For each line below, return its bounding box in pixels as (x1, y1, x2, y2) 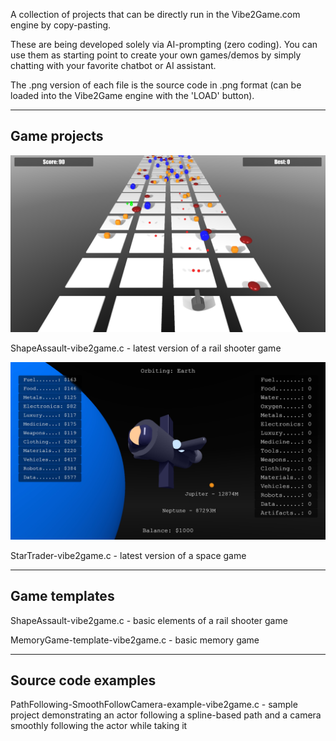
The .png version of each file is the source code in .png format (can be (10, 79, 302, 91)
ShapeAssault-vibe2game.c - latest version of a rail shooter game (10, 342, 282, 354)
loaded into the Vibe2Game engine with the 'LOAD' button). (10, 90, 255, 101)
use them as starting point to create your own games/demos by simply (10, 49, 302, 61)
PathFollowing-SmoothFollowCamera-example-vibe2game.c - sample (10, 699, 298, 711)
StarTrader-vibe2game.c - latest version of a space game (10, 549, 247, 561)
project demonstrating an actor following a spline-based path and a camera (10, 709, 322, 721)
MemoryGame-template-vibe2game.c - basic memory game (10, 634, 260, 646)
